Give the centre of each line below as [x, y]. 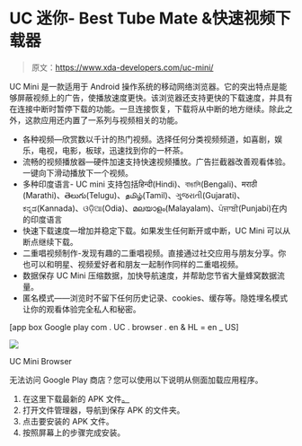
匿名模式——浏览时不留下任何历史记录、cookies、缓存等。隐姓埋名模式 [155, 298]
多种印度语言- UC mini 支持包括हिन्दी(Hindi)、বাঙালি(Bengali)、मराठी [140, 184]
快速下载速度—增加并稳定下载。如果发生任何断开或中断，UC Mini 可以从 [156, 231]
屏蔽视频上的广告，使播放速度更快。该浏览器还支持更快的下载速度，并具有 [155, 97]
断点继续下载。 [50, 241]
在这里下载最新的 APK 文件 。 [76, 398]
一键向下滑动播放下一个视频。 [77, 172]
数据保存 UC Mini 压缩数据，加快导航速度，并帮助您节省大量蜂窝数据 [149, 275]
